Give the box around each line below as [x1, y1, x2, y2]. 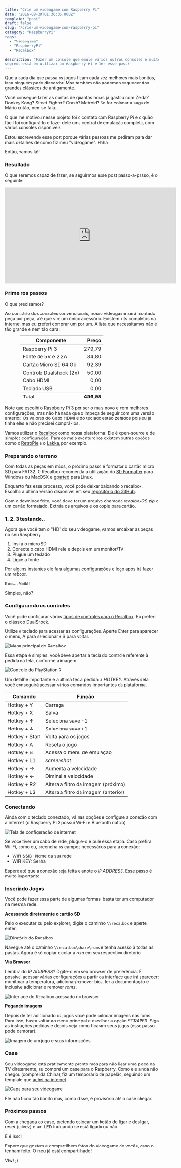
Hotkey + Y [7, 701, 33, 708]
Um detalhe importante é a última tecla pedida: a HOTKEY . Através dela [5, 676, 149, 682]
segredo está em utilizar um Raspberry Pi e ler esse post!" [5, 62, 132, 66]
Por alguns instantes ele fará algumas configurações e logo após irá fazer [5, 566, 154, 572]
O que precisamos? [5, 301, 44, 307]
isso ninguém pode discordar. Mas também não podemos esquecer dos [5, 80, 150, 86]
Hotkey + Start [7, 733, 41, 740]
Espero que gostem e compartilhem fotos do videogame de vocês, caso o [5, 1143, 154, 1148]
